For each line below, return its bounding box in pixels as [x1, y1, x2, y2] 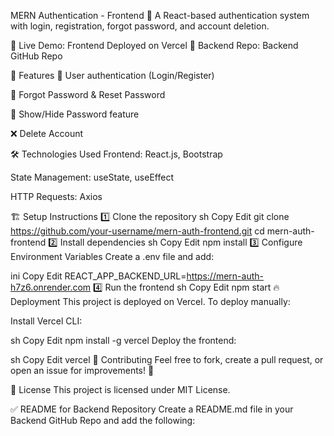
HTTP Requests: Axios [10, 191, 103, 202]
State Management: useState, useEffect [10, 171, 174, 183]
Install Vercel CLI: [10, 315, 83, 327]
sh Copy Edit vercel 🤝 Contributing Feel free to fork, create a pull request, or [10, 354, 324, 365]
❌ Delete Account [10, 128, 84, 139]
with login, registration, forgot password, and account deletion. [10, 20, 270, 32]
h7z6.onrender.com [10, 281, 92, 293]
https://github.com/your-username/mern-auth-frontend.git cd [10, 225, 265, 237]
